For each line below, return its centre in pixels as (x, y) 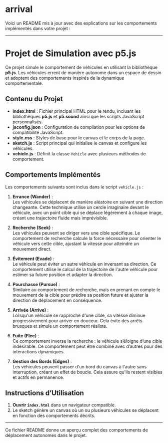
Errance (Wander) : (33, 196)
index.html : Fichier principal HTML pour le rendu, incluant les (76, 111)
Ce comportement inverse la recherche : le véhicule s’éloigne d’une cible (87, 341)
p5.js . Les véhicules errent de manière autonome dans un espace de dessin (83, 72)
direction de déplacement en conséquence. (57, 300)
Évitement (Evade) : (33, 259)
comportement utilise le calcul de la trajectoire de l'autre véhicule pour (85, 269)
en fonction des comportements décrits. (54, 416)
